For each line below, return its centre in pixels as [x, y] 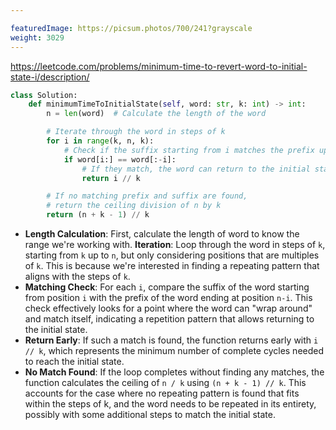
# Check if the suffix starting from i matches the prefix [189, 150]
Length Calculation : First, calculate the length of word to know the [162, 234]
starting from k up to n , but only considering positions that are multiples [172, 255]
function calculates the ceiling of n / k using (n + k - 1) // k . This [165, 382]
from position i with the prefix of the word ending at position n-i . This [168, 297]
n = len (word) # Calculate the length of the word [156, 114]
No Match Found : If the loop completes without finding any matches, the [174, 372]
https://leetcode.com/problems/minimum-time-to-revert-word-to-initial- [159, 66]
